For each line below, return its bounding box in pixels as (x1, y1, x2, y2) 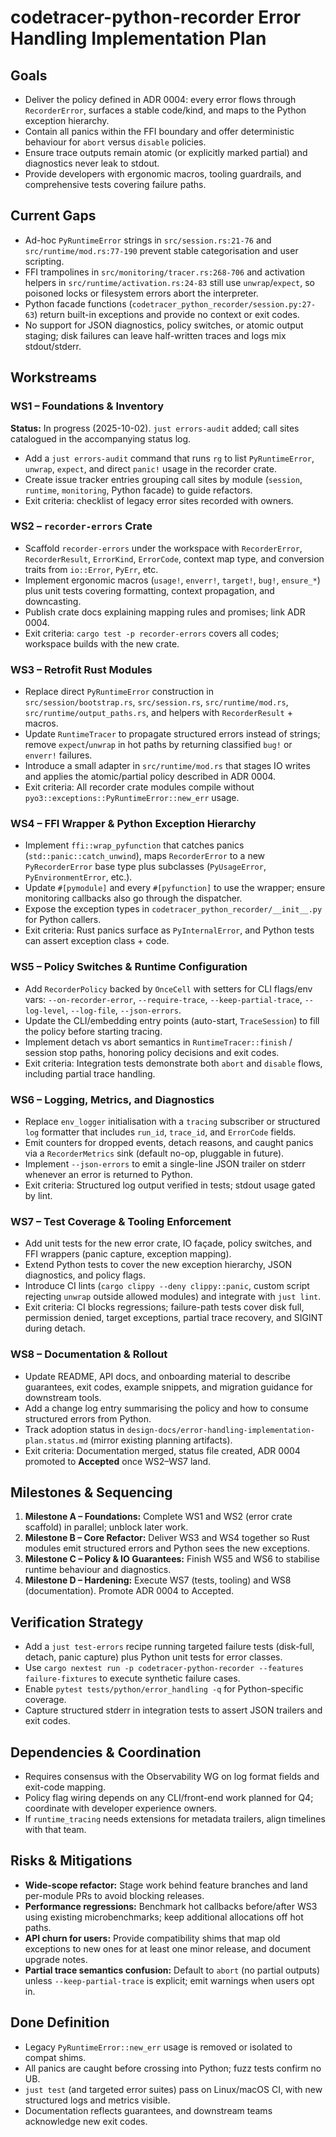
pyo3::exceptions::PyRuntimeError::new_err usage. (24, 792, 240, 804)
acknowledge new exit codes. (24, 2115, 148, 2127)
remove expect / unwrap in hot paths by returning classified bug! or (24, 739, 293, 751)
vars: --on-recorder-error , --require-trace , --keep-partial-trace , (24, 993, 303, 1005)
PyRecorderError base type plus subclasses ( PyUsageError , (24, 861, 267, 873)
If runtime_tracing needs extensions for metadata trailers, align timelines (24, 1813, 326, 1825)
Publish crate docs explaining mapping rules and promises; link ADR (24, 606, 306, 618)
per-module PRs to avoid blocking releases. (24, 1889, 205, 1901)
